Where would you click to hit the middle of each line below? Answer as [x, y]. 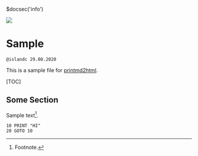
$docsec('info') [25, 9]
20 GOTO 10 [19, 131]
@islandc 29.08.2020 [32, 59]
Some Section [32, 100]
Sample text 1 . [22, 114]
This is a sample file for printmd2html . [52, 70]
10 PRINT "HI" [24, 126]
